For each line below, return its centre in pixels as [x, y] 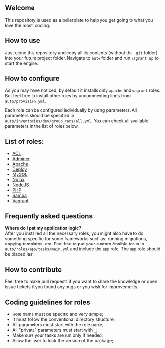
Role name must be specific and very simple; [58, 314]
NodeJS [20, 185]
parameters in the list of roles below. [42, 126]
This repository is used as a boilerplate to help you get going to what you [79, 20]
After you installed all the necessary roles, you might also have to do [74, 233]
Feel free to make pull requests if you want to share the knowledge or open [81, 281]
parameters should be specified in [40, 116]
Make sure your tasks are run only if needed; [58, 335]
